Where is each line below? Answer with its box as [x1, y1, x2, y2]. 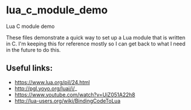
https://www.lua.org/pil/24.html [14, 79, 91, 86]
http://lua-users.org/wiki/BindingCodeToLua [14, 97, 121, 104]
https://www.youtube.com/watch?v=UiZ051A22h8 [14, 91, 136, 98]
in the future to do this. [6, 46, 61, 53]
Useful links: [6, 63, 53, 73]
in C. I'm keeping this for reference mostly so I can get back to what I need [6, 40, 186, 47]
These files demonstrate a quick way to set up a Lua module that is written [6, 34, 186, 41]
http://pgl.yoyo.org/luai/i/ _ [14, 85, 78, 92]
